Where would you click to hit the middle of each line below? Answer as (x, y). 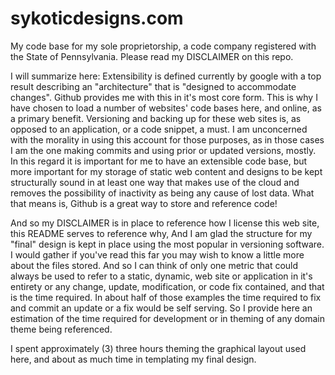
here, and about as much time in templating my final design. (133, 359)
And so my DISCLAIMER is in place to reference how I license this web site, (165, 223)
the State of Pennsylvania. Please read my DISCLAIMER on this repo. (152, 56)
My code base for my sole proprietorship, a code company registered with (163, 46)
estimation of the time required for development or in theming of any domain (168, 318)
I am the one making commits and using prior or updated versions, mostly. (163, 150)
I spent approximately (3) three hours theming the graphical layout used (158, 348)
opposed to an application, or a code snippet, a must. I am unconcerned (159, 129)
